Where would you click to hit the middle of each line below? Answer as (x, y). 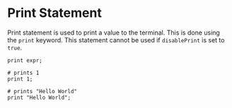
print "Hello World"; (39, 97)
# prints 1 (23, 73)
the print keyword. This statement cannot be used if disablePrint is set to (116, 40)
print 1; (20, 79)
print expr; (25, 60)
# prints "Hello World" (42, 91)
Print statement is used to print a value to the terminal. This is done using (114, 32)
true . (15, 47)
